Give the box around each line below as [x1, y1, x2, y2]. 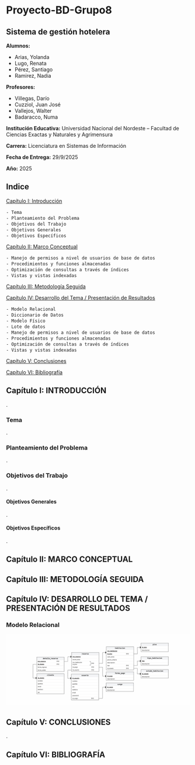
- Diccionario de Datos [6, 312, 64, 318]
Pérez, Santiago [14, 66, 53, 73]
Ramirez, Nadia [14, 72, 51, 79]
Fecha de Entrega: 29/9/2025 [6, 154, 78, 161]
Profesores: [6, 84, 36, 91]
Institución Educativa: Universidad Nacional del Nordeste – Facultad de [6, 125, 179, 131]
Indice [6, 182, 29, 192]
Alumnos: [6, 42, 30, 49]
